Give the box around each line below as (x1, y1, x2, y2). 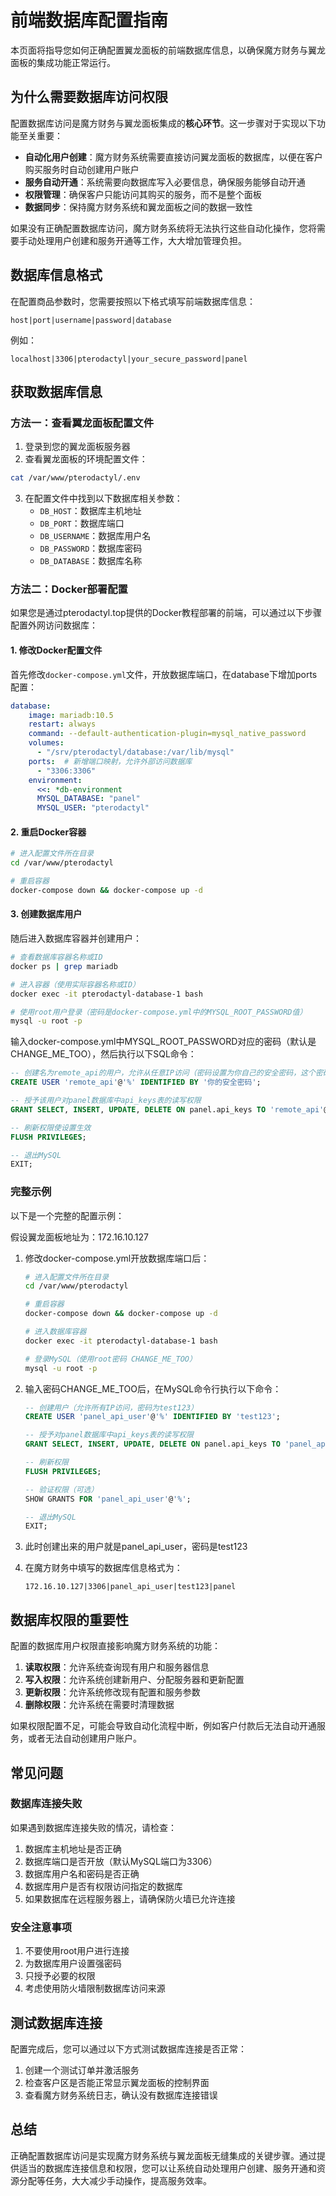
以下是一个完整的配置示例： (10, 1209, 125, 1221)
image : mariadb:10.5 (28, 710, 114, 720)
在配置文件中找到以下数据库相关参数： (24, 492, 183, 505)
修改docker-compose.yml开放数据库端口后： (24, 1252, 210, 1264)
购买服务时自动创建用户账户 (24, 163, 140, 175)
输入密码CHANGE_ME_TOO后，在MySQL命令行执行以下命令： (24, 1382, 282, 1395)
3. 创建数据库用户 (10, 908, 83, 920)
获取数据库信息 (10, 383, 103, 400)
